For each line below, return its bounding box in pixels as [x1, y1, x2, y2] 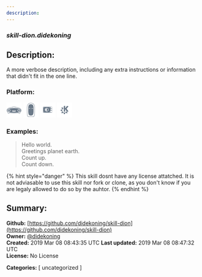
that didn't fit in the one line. [6, 72, 78, 80]
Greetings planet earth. [21, 147, 80, 154]
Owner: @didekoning [6, 232, 61, 240]
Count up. [21, 154, 47, 161]
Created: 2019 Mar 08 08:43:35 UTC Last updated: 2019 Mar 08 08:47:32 [6, 239, 195, 246]
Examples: [6, 127, 39, 135]
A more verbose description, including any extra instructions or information [6, 66, 196, 74]
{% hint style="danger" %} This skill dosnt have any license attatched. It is [6, 172, 195, 180]
